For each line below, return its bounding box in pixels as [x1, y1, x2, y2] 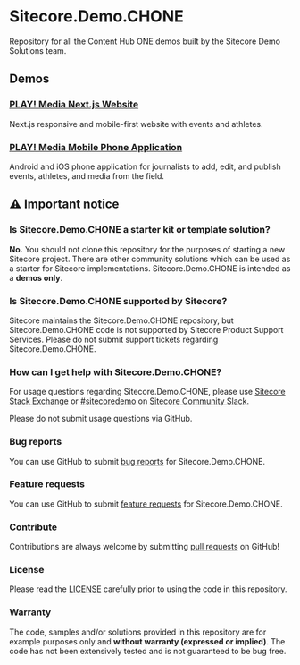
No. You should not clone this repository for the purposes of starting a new [9, 243, 286, 254]
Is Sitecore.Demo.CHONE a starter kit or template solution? [9, 224, 271, 236]
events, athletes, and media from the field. [9, 170, 165, 181]
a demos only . [9, 272, 63, 283]
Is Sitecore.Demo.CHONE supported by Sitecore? [9, 294, 228, 307]
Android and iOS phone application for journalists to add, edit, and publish [9, 161, 281, 172]
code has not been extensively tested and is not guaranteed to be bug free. [9, 645, 287, 656]
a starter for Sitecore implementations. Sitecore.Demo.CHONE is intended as [9, 262, 291, 274]
